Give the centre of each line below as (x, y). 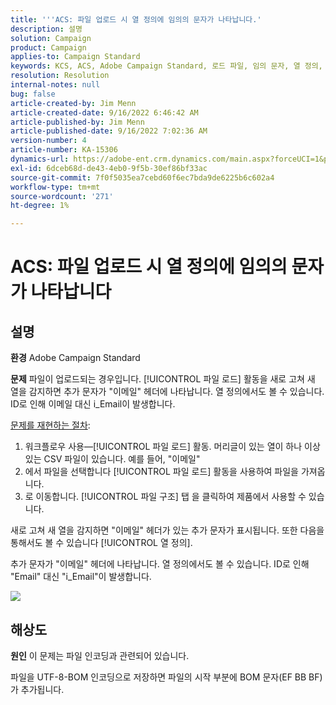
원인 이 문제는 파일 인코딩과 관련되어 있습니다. (100, 655)
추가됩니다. (42, 689)
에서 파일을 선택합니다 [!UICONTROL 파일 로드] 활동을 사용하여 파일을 (161, 472)
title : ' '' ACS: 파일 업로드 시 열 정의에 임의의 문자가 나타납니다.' (136, 19)
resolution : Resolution (60, 76)
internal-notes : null (55, 85)
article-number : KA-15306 (64, 150)
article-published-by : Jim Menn (77, 122)
